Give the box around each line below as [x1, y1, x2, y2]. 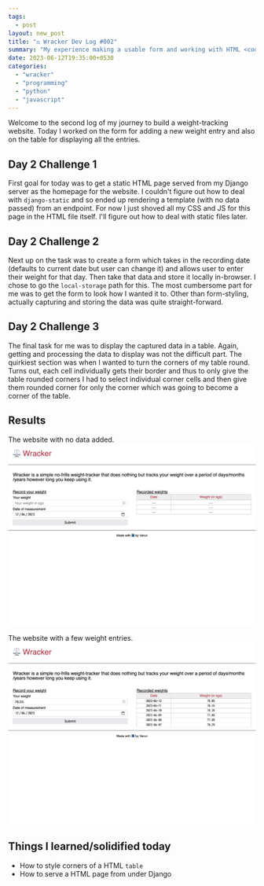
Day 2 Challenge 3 [8, 320, 100, 333]
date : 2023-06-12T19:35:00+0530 [8, 54, 114, 62]
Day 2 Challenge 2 [8, 234, 100, 248]
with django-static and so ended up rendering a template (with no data [8, 195, 240, 204]
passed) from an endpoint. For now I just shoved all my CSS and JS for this [8, 204, 251, 213]
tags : [8, 13, 26, 20]
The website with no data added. [8, 435, 115, 444]
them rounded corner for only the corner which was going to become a [8, 382, 239, 392]
